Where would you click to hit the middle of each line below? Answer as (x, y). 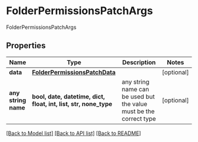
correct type (139, 118)
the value (134, 104)
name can (135, 89)
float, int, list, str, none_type (72, 104)
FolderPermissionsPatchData (74, 72)
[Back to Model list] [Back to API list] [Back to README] (74, 133)
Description (139, 62)
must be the (138, 111)
